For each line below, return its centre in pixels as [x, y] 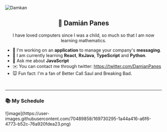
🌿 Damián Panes [83, 23]
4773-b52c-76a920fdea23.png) [38, 124]
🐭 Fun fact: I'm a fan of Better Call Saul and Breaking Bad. [72, 73]
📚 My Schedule [25, 101]
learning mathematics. [83, 40]
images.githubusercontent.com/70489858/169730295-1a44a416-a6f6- [78, 119]
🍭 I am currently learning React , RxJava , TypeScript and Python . [79, 55]
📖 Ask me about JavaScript [41, 61]
